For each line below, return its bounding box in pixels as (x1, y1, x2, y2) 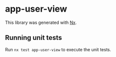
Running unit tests (5, 34, 62, 42)
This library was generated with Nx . (5, 19, 77, 25)
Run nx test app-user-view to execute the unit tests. (5, 46, 111, 52)
